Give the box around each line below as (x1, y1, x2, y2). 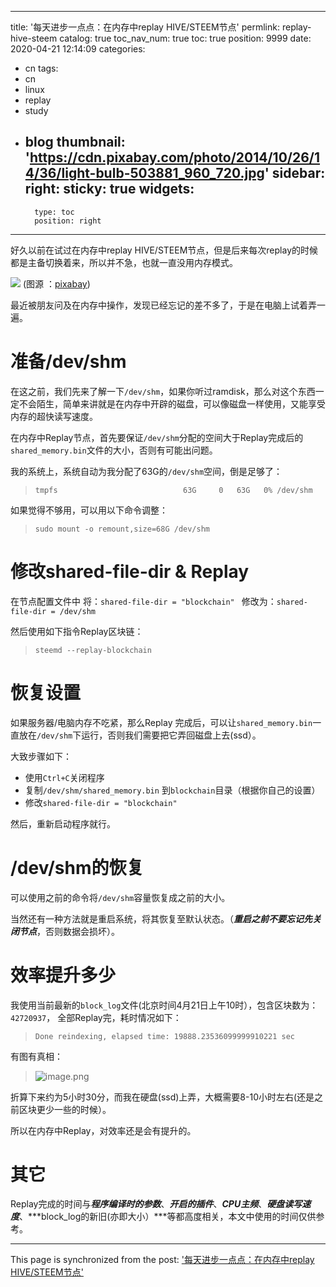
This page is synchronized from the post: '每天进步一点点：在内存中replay (10, 1254, 315, 1266)
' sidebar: (264, 165, 326, 182)
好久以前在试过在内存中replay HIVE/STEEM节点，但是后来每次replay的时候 (10, 244, 319, 256)
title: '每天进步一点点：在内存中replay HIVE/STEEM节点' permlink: (10, 21, 280, 33)
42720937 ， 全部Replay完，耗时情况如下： (10, 1011, 182, 1023)
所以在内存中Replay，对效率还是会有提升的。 (10, 1124, 197, 1136)
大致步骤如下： (10, 750, 72, 762)
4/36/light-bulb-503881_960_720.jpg (24, 165, 265, 182)
